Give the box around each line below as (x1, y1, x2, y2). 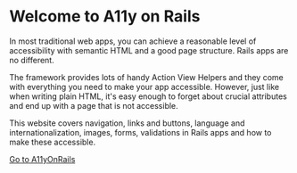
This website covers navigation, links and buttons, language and (9, 118, 245, 128)
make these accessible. (9, 136, 96, 147)
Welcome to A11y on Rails (9, 6, 201, 27)
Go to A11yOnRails (9, 153, 76, 164)
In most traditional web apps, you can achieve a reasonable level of (9, 36, 257, 46)
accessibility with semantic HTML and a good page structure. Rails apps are (9, 45, 289, 55)
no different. (9, 54, 55, 65)
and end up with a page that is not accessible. (9, 100, 178, 111)
